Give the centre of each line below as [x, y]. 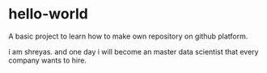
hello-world [49, 14]
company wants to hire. [48, 60]
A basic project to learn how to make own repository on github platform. [128, 36]
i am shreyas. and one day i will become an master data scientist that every [133, 51]
